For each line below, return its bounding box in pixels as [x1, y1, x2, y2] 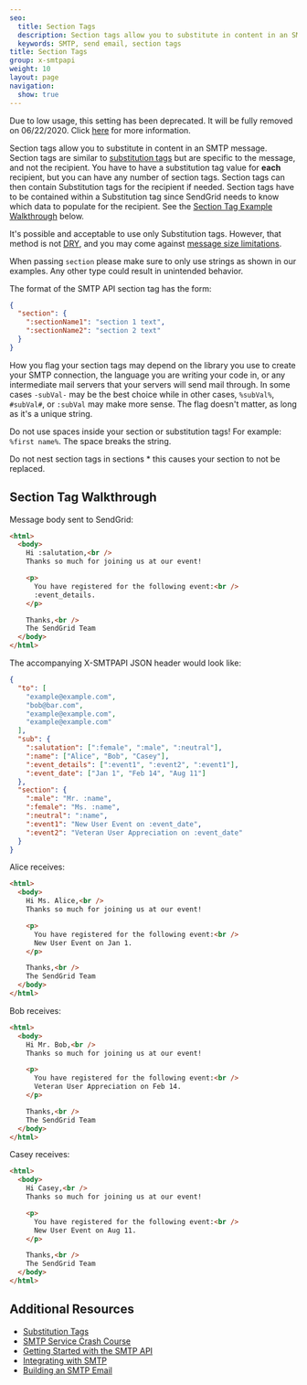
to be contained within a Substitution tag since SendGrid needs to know [9, 191, 280, 202]
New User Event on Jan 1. [33, 938, 132, 947]
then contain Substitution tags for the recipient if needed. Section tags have [9, 181, 295, 192]
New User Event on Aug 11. [33, 1226, 137, 1235]
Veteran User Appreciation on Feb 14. [33, 1082, 182, 1092]
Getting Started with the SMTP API [22, 1345, 153, 1356]
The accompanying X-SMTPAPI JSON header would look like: [9, 657, 242, 668]
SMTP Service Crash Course [22, 1336, 132, 1347]
